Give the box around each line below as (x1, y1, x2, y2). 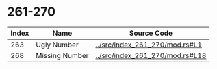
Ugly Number (36, 40, 79, 49)
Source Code (129, 28, 173, 38)
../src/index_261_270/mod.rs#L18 (95, 51, 207, 60)
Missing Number (36, 51, 89, 60)
